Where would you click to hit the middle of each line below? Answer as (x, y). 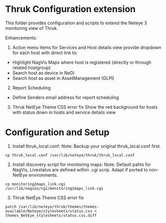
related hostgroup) (31, 68)
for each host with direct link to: (45, 53)
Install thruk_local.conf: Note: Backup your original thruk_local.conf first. (86, 146)
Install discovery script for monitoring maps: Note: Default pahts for (82, 164)
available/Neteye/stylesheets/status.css (49, 211)
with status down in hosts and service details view (64, 112)
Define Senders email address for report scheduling (66, 97)
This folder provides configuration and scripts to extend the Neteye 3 (76, 23)
